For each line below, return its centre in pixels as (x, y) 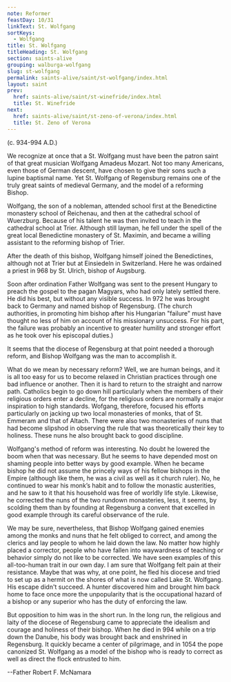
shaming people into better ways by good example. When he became (106, 463)
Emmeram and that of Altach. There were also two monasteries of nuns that (115, 420)
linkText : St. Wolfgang (41, 26)
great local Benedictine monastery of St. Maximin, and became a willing (109, 235)
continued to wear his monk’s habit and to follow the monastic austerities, (111, 485)
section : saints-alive (40, 59)
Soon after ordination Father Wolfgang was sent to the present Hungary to (112, 284)
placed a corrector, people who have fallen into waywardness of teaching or (115, 550)
